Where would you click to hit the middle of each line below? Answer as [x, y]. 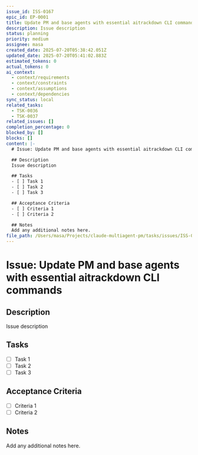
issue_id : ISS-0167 [30, 12]
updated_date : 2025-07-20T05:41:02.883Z [57, 56]
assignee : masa [25, 45]
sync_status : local [30, 99]
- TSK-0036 [25, 111]
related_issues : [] [30, 122]
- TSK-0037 [25, 116]
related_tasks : [25, 105]
